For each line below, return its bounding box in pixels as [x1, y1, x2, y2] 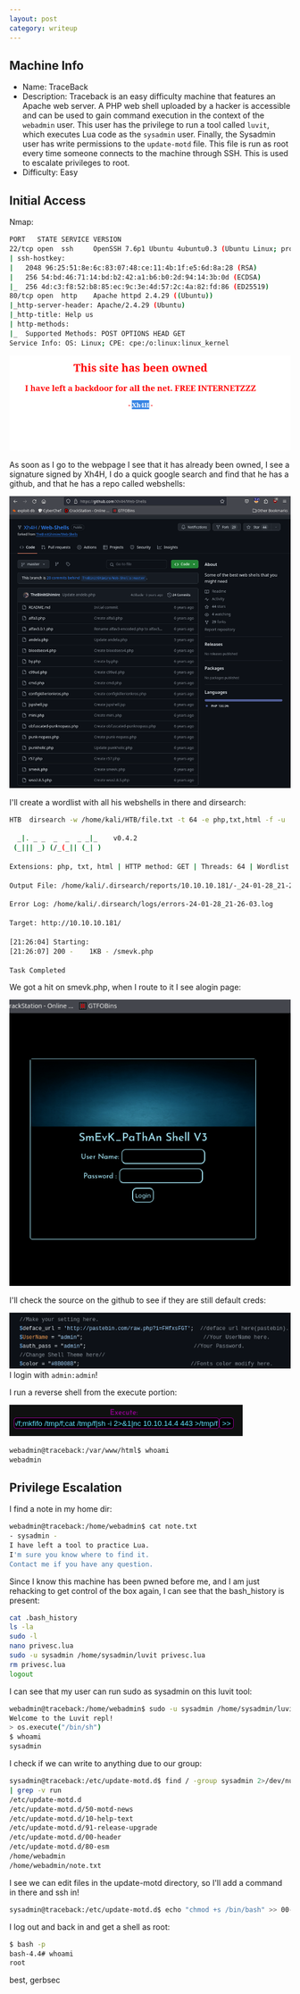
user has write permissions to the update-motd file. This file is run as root [21, 138, 288, 149]
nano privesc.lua [9, 1641, 74, 1651]
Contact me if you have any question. [9, 1559, 154, 1569]
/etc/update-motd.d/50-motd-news [9, 1805, 134, 1814]
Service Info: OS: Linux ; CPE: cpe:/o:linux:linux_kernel [9, 338, 229, 347]
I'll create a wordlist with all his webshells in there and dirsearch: [9, 797, 246, 807]
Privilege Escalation [9, 1480, 122, 1495]
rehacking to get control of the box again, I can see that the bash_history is [9, 1585, 285, 1596]
